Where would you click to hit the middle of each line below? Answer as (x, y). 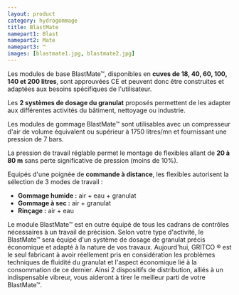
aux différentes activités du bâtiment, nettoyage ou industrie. (97, 110)
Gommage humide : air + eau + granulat (77, 195)
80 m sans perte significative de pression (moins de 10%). (93, 160)
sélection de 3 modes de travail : (55, 181)
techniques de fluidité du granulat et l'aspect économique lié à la (102, 262)
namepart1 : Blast (33, 34)
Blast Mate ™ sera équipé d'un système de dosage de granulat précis (106, 240)
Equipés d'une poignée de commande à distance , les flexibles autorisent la (118, 174)
